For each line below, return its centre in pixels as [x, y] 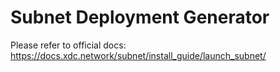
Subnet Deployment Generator [140, 17]
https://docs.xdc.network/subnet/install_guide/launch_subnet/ [138, 55]
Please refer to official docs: [68, 45]
